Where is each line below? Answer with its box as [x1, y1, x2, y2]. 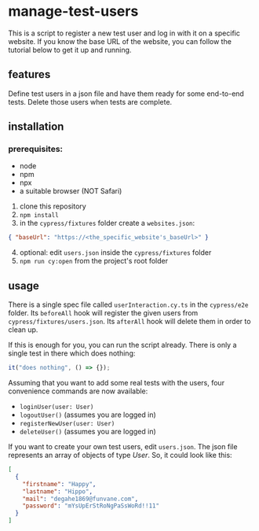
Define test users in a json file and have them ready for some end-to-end [8, 89, 245, 98]
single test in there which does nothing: [8, 348, 136, 358]
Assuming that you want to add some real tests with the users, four [8, 378, 225, 387]
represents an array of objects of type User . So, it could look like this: [8, 451, 233, 459]
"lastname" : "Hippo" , [22, 487, 93, 496]
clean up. [8, 325, 38, 334]
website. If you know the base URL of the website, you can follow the [8, 36, 232, 46]
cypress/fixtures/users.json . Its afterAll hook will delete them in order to [8, 317, 251, 326]
